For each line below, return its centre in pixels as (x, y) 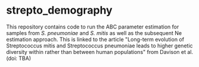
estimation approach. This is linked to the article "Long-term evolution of (95, 39)
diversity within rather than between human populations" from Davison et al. (100, 52)
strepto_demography (59, 10)
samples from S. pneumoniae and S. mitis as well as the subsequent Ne (94, 33)
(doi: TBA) (19, 58)
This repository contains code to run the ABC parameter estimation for (93, 27)
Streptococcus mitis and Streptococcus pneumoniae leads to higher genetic (99, 46)
